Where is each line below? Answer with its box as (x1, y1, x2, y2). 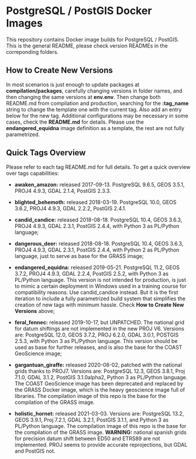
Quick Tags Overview (6, 148, 86, 158)
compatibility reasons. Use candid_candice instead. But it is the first (14, 288, 178, 295)
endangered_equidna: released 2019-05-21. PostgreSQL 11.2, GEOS (14, 264, 180, 271)
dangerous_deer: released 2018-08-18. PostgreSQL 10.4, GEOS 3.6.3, (14, 240, 184, 247)
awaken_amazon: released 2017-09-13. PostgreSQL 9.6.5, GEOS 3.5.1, (14, 181, 185, 188)
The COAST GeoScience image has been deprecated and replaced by (14, 380, 184, 387)
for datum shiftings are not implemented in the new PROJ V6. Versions (14, 325, 184, 332)
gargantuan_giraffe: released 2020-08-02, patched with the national (14, 361, 183, 368)
